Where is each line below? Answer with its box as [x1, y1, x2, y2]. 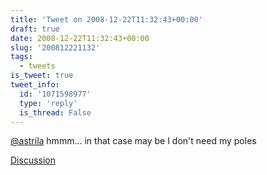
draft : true [10, 24, 60, 34]
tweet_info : [10, 80, 60, 90]
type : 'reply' [19, 98, 78, 108]
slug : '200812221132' [10, 42, 101, 53]
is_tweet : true [10, 71, 74, 81]
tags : [10, 52, 33, 62]
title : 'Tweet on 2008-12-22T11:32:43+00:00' [10, 14, 203, 25]
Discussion [10, 154, 56, 166]
